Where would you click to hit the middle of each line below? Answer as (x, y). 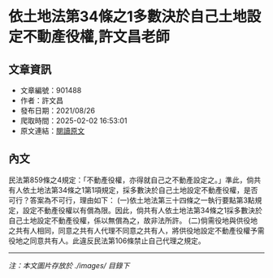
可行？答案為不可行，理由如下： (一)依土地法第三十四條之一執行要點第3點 (132, 200)
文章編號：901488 (51, 90)
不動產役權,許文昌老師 (97, 37)
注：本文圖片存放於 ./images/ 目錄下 (69, 265)
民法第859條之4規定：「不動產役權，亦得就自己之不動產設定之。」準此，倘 (131, 180)
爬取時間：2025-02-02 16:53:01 (74, 121)
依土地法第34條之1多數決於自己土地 (128, 17)
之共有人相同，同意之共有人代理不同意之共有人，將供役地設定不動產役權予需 (136, 230)
